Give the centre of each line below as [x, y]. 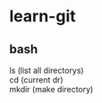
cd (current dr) [37, 80]
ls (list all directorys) [47, 70]
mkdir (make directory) [51, 89]
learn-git [42, 16]
